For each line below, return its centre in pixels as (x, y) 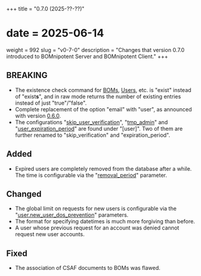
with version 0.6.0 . (38, 116)
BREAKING (27, 75)
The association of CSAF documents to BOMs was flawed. (88, 268)
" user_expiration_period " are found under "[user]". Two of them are (99, 128)
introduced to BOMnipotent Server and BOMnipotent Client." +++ (87, 56)
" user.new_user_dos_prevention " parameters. (72, 215)
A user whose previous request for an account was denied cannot (97, 228)
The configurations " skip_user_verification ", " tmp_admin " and (91, 122)
